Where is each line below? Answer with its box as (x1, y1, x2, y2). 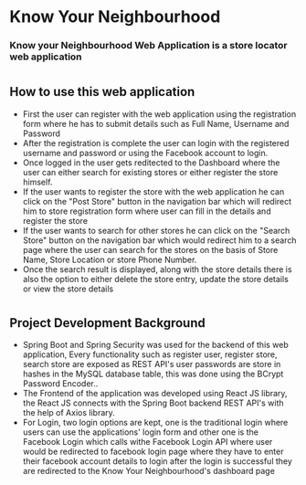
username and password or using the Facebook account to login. (22, 147, 269, 158)
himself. (22, 176, 53, 187)
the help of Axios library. (22, 407, 116, 418)
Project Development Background (9, 315, 206, 331)
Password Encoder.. (22, 378, 99, 389)
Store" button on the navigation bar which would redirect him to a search (22, 235, 297, 246)
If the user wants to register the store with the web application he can (22, 185, 285, 197)
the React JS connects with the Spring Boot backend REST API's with (22, 397, 285, 408)
